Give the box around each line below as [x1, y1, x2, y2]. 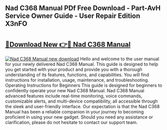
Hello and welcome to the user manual [79, 56, 159, 62]
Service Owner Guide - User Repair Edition [5, 12, 140, 20]
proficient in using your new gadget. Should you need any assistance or [5, 114, 153, 120]
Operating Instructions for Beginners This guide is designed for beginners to [5, 82, 162, 88]
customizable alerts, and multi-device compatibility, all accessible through [5, 98, 158, 104]
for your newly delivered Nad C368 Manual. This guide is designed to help [5, 61, 158, 67]
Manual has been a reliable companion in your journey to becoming [5, 109, 144, 115]
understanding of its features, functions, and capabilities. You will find [5, 72, 149, 78]
